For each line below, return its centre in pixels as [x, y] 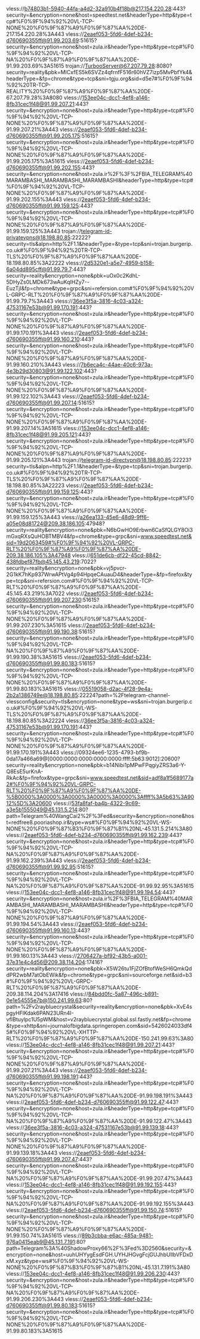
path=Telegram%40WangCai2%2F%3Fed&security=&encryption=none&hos [100, 816]
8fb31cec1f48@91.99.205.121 [42, 434]
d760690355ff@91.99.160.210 [43, 339]
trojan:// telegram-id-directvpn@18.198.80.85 [117, 460]
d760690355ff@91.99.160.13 [41, 930]
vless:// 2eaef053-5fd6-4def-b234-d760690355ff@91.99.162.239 [87, 835]
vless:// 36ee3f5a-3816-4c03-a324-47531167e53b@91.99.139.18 [85, 1128]
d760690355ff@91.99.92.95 [41, 867]
